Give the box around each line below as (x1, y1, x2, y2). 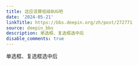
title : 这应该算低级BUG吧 (6, 8, 63, 15)
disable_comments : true (6, 36, 65, 42)
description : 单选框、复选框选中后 (6, 30, 84, 36)
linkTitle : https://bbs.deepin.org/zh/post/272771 (6, 19, 133, 25)
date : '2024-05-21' (6, 14, 54, 20)
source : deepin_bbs (6, 25, 54, 31)
